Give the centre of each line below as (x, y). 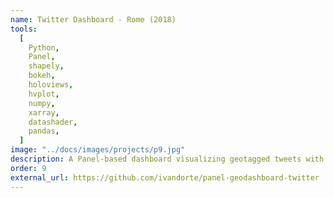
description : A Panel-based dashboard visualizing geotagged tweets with (167, 159)
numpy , (42, 103)
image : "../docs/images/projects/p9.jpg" (98, 150)
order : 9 (28, 168)
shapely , (46, 66)
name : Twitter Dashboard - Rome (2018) (93, 19)
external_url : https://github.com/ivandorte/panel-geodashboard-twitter (165, 177)
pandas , (44, 131)
